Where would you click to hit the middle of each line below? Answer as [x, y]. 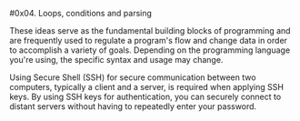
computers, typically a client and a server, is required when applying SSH [147, 87]
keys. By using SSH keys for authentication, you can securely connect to [145, 96]
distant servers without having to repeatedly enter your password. [133, 106]
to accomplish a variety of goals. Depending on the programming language [150, 50]
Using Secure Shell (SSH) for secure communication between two [133, 77]
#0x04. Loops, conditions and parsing [81, 13]
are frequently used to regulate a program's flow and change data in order [149, 40]
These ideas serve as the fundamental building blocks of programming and [150, 30]
